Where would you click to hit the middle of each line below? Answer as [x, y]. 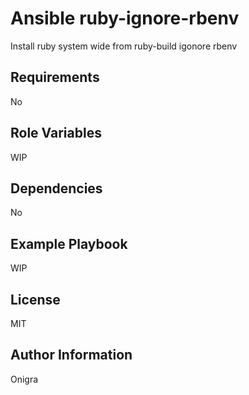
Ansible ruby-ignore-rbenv [125, 18]
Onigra [24, 379]
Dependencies [56, 188]
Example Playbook [69, 243]
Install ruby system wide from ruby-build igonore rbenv [124, 46]
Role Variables [56, 133]
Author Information [71, 355]
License [35, 299]
